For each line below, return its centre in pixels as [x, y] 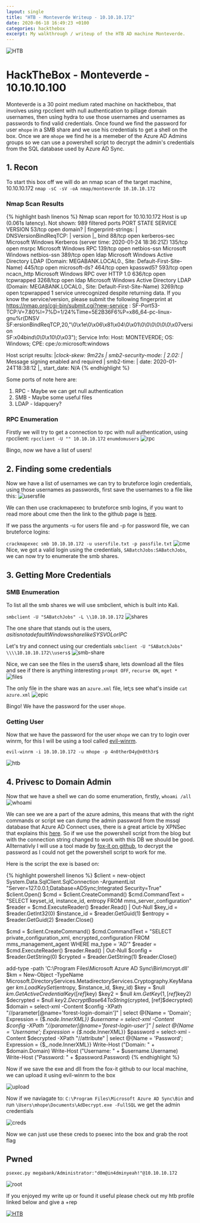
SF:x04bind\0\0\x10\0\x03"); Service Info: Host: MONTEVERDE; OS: [90, 338]
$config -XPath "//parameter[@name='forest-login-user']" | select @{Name [100, 1026]
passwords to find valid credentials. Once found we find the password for [96, 124]
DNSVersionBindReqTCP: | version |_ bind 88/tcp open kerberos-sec [90, 236]
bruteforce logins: [28, 532]
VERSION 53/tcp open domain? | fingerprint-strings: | [72, 229]
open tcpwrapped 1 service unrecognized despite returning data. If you [93, 293]
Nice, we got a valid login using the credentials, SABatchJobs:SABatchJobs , [96, 550]
